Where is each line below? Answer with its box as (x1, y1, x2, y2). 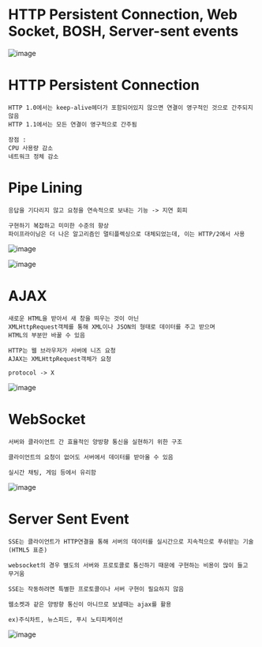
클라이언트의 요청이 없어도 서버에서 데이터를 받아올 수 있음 (8, 453, 174, 461)
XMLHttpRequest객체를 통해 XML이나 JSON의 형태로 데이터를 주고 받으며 (8, 322, 215, 331)
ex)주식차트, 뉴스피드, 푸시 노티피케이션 (8, 615, 124, 623)
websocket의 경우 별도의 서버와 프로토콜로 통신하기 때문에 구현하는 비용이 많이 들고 (8, 561, 249, 570)
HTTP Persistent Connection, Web (8, 6, 238, 24)
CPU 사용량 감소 (8, 144, 54, 152)
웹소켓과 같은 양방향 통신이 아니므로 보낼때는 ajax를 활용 (8, 600, 172, 608)
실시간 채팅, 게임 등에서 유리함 (8, 468, 97, 476)
